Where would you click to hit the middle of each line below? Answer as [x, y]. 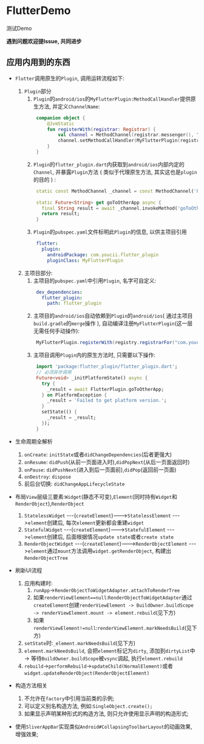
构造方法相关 [31, 685]
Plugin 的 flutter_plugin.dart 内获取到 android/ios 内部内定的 [109, 164]
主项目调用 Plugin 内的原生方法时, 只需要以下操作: [94, 355]
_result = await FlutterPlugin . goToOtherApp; [106, 389]
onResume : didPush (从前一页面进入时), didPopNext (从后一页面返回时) [107, 462]
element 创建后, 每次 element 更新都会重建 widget [86, 523]
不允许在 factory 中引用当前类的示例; [69, 698]
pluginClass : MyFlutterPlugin [85, 260]
